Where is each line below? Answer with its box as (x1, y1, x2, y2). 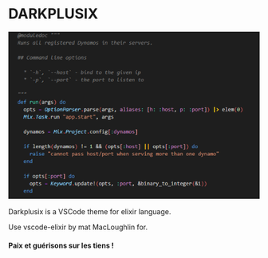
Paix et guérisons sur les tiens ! (8, 240, 114, 250)
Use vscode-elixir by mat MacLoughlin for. (8, 222, 148, 232)
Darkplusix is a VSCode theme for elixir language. (8, 207, 171, 217)
